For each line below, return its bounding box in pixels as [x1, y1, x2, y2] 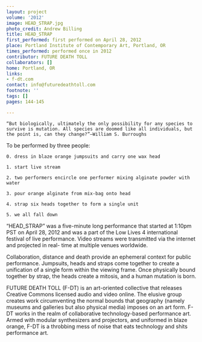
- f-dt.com [6, 76, 34, 82]
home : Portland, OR [6, 65, 55, 71]
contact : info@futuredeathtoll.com [6, 82, 96, 88]
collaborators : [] [6, 59, 52, 65]
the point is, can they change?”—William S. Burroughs [6, 131, 147, 137]
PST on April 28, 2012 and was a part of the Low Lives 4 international [6, 228, 178, 236]
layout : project [6, 8, 47, 15]
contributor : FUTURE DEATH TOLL [6, 54, 87, 60]
